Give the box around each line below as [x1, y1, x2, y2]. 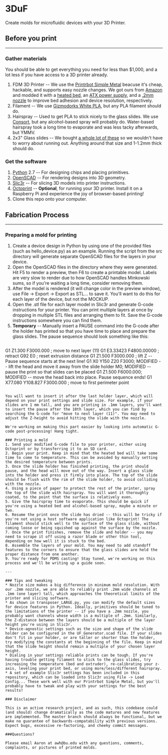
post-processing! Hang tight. [16, 429, 79, 434]
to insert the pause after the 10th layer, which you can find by [5, 407, 146, 412]
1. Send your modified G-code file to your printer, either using [5, 442, 146, 447]
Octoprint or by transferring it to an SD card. [5, 446, 108, 452]
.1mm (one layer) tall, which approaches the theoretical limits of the [5, 591, 160, 596]
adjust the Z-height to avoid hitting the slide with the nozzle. [5, 416, 146, 421]
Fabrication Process [5, 210, 69, 219]
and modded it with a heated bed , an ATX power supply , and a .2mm [12, 92, 154, 98]
